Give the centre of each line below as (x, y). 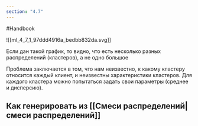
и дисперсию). (25, 87)
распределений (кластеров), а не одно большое (67, 57)
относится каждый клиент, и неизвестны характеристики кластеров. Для (99, 75)
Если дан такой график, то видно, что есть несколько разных (84, 51)
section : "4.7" (25, 11)
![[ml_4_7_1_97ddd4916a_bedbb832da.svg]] (59, 39)
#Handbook (21, 28)
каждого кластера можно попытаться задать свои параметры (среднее (98, 81)
